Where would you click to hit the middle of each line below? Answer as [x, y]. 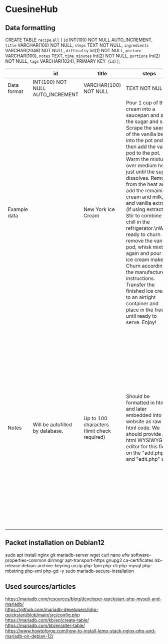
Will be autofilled [52, 424]
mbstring [14, 571]
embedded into [143, 415]
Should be [138, 396]
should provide [143, 434]
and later [136, 409]
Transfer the [140, 285]
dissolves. [138, 178]
